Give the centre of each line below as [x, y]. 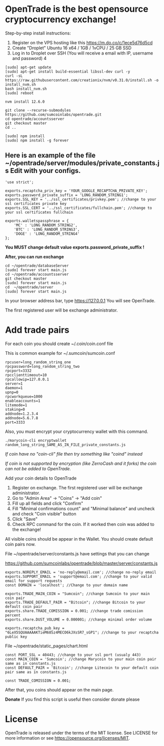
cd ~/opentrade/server [29, 287]
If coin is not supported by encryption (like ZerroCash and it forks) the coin [81, 463]
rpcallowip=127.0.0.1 [27, 379]
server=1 [14, 384]
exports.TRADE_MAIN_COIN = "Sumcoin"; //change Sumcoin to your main [78, 594]
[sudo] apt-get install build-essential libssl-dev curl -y [68, 72]
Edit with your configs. [45, 171]
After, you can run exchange [35, 257]
